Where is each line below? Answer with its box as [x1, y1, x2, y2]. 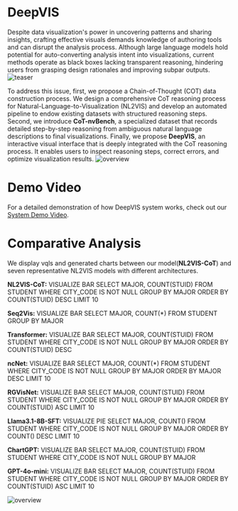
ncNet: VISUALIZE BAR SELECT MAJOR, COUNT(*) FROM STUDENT [7, 359, 211, 368]
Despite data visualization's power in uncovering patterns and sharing [7, 28, 212, 36]
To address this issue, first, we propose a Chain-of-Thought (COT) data [7, 87, 217, 95]
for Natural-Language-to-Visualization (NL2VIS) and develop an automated [7, 101, 227, 110]
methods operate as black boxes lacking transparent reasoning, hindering [7, 57, 224, 66]
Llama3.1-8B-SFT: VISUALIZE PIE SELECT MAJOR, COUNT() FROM [7, 417, 206, 425]
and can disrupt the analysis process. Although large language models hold [7, 43, 229, 51]
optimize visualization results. [7, 154, 94, 163]
